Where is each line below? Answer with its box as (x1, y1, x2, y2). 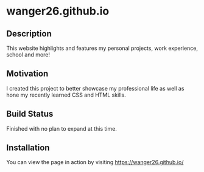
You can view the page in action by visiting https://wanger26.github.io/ (6, 159, 184, 166)
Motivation (6, 69, 49, 79)
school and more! (6, 51, 51, 58)
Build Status (6, 109, 54, 119)
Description (6, 29, 52, 39)
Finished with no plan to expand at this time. (6, 125, 117, 132)
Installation (6, 143, 50, 153)
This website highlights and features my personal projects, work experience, (6, 44, 199, 52)
